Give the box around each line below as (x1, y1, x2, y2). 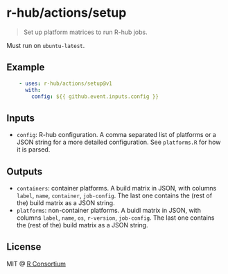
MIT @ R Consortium (6, 259, 67, 268)
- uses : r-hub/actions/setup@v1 (19, 80, 112, 87)
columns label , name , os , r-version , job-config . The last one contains (16, 213, 216, 222)
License (6, 241, 42, 253)
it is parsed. (16, 145, 51, 154)
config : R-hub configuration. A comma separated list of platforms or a (16, 131, 216, 139)
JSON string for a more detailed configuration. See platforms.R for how (16, 138, 221, 147)
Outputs (6, 166, 43, 177)
